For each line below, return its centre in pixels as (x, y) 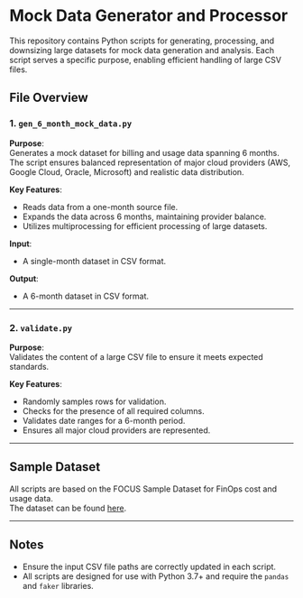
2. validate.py (41, 327)
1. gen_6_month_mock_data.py (71, 124)
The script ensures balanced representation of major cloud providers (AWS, (150, 162)
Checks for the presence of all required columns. (113, 410)
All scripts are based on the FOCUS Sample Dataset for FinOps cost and (143, 489)
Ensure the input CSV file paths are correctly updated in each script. (149, 566)
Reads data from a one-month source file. (100, 207)
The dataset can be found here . (68, 508)
